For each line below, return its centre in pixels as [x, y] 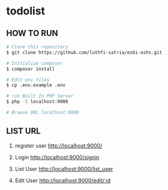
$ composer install [31, 69]
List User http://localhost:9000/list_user [64, 168]
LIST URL [23, 131]
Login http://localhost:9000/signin [57, 157]
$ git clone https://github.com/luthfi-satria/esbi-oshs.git [84, 52]
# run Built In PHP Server [40, 96]
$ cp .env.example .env [36, 85]
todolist [26, 11]
